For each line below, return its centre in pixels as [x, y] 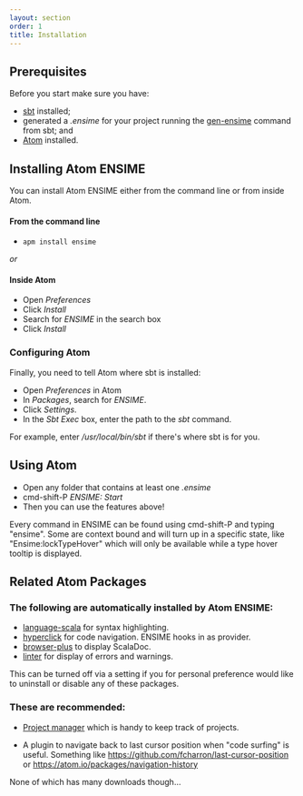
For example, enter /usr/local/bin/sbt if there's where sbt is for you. [135, 437]
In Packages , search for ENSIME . [84, 399]
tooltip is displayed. [46, 553]
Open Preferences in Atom [72, 390]
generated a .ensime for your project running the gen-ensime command [157, 121]
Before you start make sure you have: [79, 94]
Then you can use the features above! [93, 507]
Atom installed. [50, 140]
